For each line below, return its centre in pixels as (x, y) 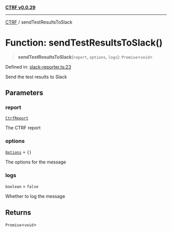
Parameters (24, 93)
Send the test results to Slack (36, 77)
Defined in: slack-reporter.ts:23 (38, 67)
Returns (18, 212)
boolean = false (22, 186)
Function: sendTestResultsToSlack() (84, 43)
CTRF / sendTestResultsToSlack (39, 22)
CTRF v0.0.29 (20, 7)
